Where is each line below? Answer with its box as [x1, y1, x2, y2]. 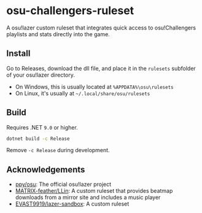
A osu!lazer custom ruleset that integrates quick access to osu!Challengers [6, 24, 196, 31]
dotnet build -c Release [6, 136, 70, 142]
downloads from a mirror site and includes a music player [15, 194, 161, 201]
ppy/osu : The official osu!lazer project [15, 180, 112, 188]
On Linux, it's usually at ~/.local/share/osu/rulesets [15, 90, 150, 97]
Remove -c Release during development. [6, 147, 110, 154]
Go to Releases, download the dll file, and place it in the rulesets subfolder [6, 64, 196, 72]
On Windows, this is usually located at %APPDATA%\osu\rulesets [15, 83, 174, 90]
